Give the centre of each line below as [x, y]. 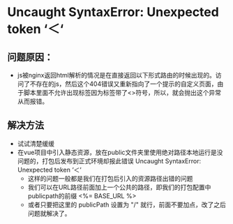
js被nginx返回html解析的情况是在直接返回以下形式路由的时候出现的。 [116, 75]
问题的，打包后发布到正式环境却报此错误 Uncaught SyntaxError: [109, 160]
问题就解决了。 [49, 213]
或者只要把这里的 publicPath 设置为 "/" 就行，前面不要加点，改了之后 [127, 204]
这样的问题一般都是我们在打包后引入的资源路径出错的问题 [110, 178]
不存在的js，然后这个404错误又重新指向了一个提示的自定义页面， [123, 84]
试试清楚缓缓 [36, 143]
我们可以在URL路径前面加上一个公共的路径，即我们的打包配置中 [119, 187]
